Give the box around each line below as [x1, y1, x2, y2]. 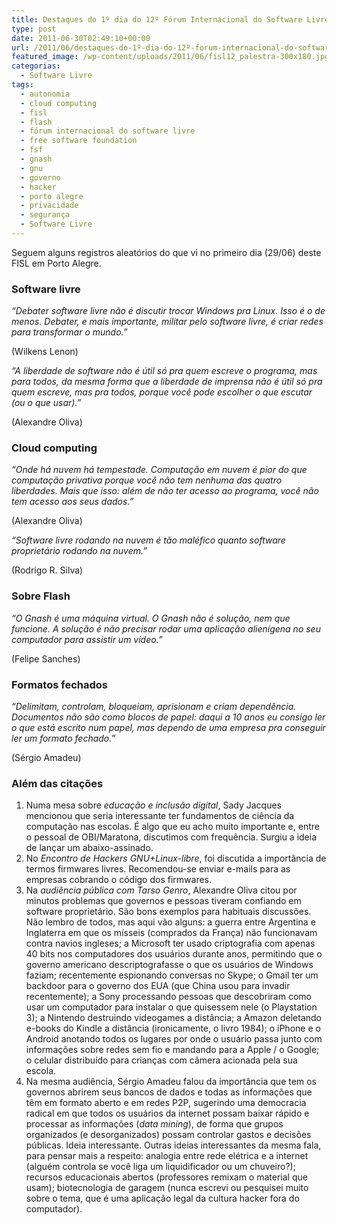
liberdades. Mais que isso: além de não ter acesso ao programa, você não [11, 485, 319, 497]
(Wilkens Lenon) [11, 346, 79, 358]
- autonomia [20, 89, 71, 99]
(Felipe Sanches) [11, 652, 81, 665]
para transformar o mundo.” [11, 326, 128, 338]
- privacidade [20, 201, 79, 211]
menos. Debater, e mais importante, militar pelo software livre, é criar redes [11, 316, 324, 328]
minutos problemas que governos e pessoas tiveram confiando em [25, 895, 302, 907]
